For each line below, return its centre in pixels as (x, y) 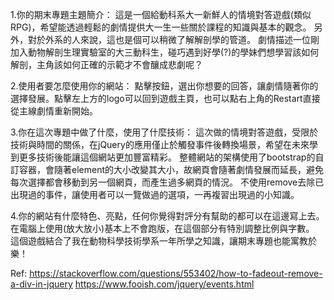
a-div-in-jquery (41, 284)
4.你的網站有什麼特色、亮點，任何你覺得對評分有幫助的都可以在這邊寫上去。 (167, 216)
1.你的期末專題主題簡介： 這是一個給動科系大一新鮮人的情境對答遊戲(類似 (161, 14)
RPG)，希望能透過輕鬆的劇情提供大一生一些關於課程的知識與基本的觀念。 (161, 27)
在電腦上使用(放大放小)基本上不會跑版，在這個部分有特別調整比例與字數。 (162, 228)
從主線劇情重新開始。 (54, 111)
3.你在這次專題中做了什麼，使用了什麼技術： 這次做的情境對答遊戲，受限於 (164, 132)
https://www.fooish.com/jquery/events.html (164, 284)
